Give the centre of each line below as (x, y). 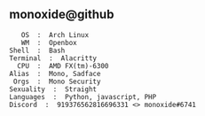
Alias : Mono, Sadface (55, 73)
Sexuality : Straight (53, 89)
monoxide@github (62, 15)
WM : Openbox (49, 43)
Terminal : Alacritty (53, 58)
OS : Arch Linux (55, 35)
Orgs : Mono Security (57, 81)
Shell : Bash (37, 50)
